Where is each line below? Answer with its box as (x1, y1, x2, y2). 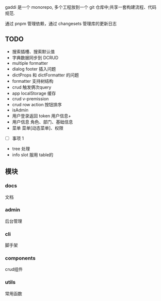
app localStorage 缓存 (12, 90, 56, 96)
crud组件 (5, 266, 23, 272)
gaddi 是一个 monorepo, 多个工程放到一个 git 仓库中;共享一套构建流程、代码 (5, 4, 157, 10)
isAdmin (12, 107, 29, 113)
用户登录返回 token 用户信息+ (12, 113, 71, 118)
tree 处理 (12, 146, 30, 151)
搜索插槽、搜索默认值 (12, 48, 55, 55)
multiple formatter (12, 60, 48, 66)
